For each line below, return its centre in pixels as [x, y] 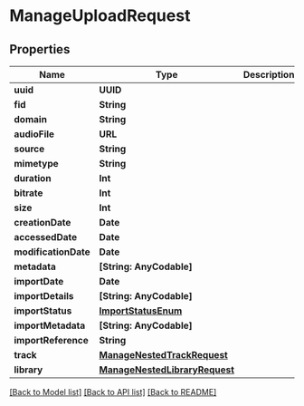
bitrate [28, 193]
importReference [51, 340]
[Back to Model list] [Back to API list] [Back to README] [113, 392]
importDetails [44, 296]
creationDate [43, 222]
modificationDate [52, 252]
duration [33, 178]
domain [31, 119]
